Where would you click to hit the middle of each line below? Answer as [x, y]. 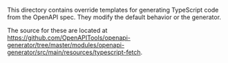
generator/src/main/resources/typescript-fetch [74, 52]
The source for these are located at [57, 30]
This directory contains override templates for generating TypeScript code [113, 10]
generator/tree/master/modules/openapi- [66, 45]
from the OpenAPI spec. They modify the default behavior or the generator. [114, 17]
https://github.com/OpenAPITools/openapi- [69, 38]
